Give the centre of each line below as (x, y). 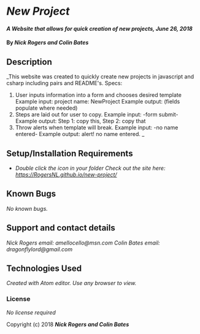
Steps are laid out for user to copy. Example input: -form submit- (97, 115)
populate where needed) (46, 108)
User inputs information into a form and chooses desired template (98, 95)
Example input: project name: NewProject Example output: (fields (98, 102)
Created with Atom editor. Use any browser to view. (71, 283)
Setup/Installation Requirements (70, 154)
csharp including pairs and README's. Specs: (64, 83)
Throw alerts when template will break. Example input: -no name (97, 127)
